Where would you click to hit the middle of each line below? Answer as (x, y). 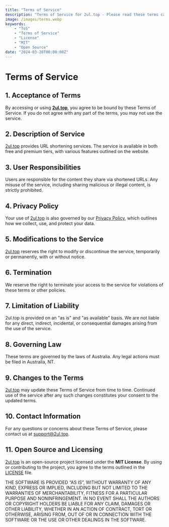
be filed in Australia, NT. (30, 362)
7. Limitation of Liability (42, 306)
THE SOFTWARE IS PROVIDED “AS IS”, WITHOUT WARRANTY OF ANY (78, 482)
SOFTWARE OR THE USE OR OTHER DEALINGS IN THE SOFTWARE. (76, 519)
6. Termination (28, 273)
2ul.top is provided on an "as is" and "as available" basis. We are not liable (82, 318)
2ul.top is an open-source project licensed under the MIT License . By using (83, 462)
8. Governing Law (33, 345)
